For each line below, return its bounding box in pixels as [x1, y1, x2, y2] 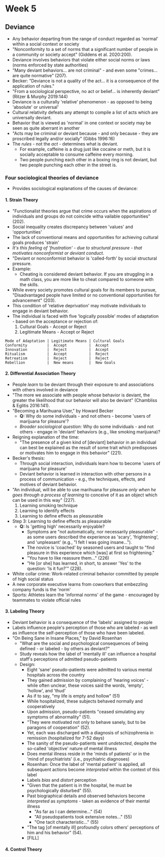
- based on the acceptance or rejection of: [12, 318, 99, 324]
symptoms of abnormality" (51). [27, 714, 91, 720]
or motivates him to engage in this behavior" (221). [19, 450, 122, 456]
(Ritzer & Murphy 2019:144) [12, 94, 68, 99]
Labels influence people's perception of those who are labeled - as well [12, 624, 158, 630]
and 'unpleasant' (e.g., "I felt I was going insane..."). [27, 539, 132, 545]
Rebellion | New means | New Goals [5, 360, 116, 365]
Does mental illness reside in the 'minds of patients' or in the [27, 751, 150, 757]
